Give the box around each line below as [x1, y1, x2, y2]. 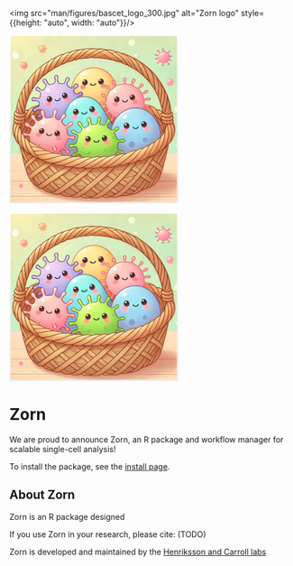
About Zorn [9, 487, 76, 503]
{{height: [9, 17, 42, 28]
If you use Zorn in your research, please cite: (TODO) [9, 528, 206, 540]
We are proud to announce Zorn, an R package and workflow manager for [9, 433, 284, 445]
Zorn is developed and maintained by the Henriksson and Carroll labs [9, 546, 267, 557]
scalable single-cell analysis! [9, 443, 116, 454]
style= [240, 8, 264, 18]
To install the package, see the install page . [9, 460, 170, 472]
